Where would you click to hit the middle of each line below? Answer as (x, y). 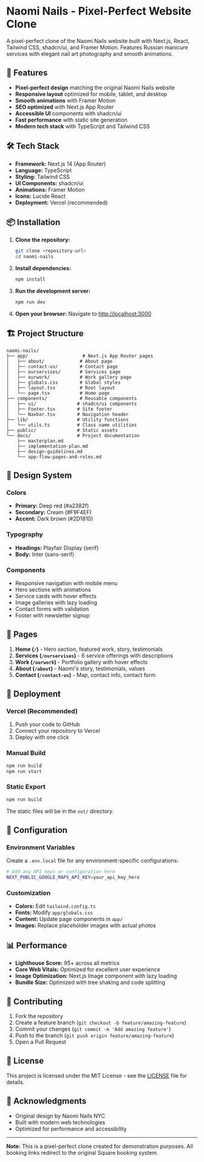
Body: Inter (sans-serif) (45, 554)
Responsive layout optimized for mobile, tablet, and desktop (91, 94)
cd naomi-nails (34, 257)
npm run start (24, 771)
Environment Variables (41, 847)
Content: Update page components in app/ (69, 919)
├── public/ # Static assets (62, 430)
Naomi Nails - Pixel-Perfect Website (99, 11)
